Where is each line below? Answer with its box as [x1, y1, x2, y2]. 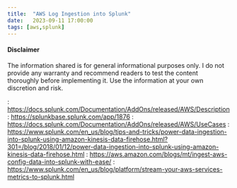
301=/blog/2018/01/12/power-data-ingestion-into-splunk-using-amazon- [7, 142, 219, 151]
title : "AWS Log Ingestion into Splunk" [7, 10, 132, 18]
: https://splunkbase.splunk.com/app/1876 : [7, 112, 134, 121]
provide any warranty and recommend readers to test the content [7, 69, 198, 77]
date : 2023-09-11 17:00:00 [7, 17, 93, 24]
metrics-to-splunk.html [7, 172, 75, 181]
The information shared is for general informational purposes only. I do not [7, 61, 225, 69]
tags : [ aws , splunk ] [7, 23, 65, 30]
